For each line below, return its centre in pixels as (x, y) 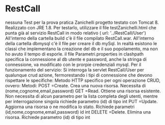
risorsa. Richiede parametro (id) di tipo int (48, 117)
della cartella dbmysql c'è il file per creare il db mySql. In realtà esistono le (81, 43)
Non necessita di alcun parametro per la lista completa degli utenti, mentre (82, 96)
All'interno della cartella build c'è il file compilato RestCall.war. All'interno (80, 38)
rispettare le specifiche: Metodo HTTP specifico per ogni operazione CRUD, (83, 80)
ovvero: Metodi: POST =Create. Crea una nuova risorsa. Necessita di (76, 85)
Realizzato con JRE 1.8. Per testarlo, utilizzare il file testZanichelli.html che (81, 27)
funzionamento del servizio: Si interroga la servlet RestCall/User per (75, 69)
